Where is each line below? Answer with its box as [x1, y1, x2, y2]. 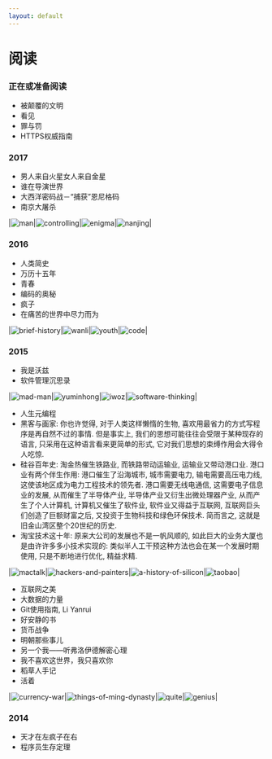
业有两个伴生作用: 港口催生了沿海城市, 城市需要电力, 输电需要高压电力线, [19, 470, 262, 479]
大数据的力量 [19, 594, 63, 603]
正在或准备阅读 [8, 81, 67, 92]
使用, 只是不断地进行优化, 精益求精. [19, 551, 138, 560]
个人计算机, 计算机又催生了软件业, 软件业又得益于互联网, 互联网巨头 [34, 500, 261, 510]
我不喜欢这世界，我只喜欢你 [19, 656, 114, 665]
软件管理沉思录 [19, 375, 71, 385]
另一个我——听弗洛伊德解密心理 [19, 645, 127, 655]
